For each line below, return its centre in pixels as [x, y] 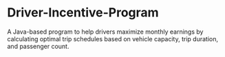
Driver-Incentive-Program [83, 13]
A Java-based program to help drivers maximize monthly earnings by [105, 32]
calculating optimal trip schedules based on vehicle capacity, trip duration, [113, 38]
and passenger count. [38, 46]
